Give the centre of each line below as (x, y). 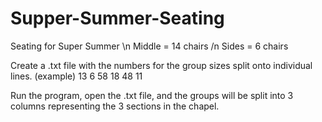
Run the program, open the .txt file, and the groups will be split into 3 (152, 95)
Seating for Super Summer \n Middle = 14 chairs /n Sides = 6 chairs (149, 46)
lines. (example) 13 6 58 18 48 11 (76, 76)
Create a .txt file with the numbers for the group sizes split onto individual (161, 65)
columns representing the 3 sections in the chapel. (115, 106)
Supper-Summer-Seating (117, 18)
